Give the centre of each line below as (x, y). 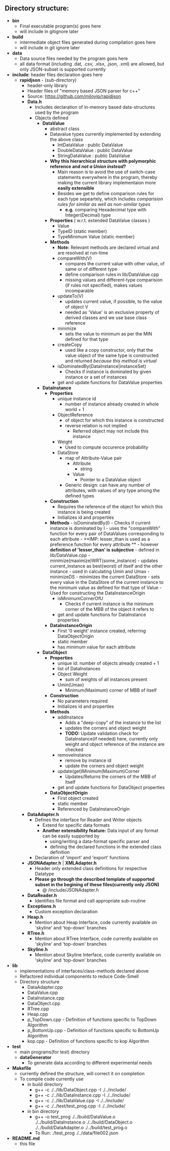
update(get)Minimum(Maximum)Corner (99, 771)
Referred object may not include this (111, 431)
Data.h (35, 102)
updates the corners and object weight (106, 728)
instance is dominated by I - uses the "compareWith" (105, 528)
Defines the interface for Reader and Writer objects (88, 820)
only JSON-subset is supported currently (63, 69)
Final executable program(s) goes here (60, 26)
